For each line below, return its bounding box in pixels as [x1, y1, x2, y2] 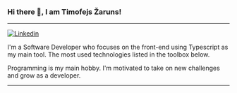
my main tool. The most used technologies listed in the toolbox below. [7, 50, 210, 59]
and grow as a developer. [7, 71, 81, 80]
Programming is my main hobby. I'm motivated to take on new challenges [7, 64, 220, 73]
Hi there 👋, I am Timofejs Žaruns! [7, 7, 122, 17]
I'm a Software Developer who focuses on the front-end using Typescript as [7, 43, 229, 52]
